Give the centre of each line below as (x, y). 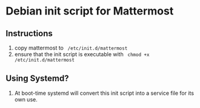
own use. (26, 99)
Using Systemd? (37, 79)
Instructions (29, 33)
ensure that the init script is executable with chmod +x (82, 54)
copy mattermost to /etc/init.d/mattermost (71, 48)
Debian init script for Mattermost (90, 11)
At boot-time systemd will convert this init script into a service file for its (104, 93)
